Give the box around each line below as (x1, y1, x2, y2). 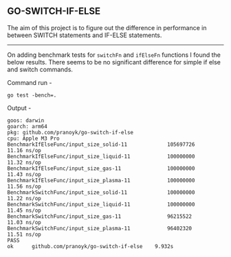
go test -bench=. (7, 92, 57, 99)
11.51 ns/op (7, 231, 41, 238)
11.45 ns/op (7, 207, 41, 214)
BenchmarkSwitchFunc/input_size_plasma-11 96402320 (7, 225, 192, 232)
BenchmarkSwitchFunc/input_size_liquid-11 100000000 (7, 201, 195, 208)
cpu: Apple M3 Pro (7, 135, 60, 142)
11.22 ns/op (7, 195, 41, 201)
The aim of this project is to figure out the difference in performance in (7, 23, 207, 32)
